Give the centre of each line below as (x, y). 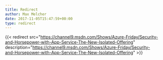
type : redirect (20, 23)
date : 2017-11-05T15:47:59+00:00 (39, 19)
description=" (19, 47)
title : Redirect (21, 10)
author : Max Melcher (26, 14)
